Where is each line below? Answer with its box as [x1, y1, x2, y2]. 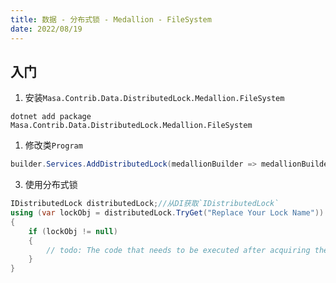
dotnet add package [10, 112, 92, 122]
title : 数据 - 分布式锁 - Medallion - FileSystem [10, 14, 212, 25]
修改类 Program [24, 139, 83, 151]
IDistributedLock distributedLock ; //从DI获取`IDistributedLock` [10, 199, 280, 209]
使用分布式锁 [24, 179, 78, 191]
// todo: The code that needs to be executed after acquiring [46, 245, 311, 255]
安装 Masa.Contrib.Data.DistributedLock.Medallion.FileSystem [24, 92, 285, 104]
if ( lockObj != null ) [28, 226, 118, 236]
